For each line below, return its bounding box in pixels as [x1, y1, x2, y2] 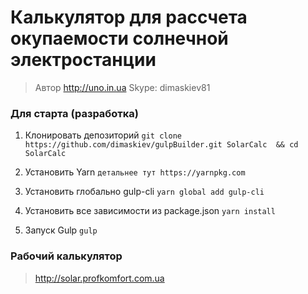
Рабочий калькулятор [10, 249, 123, 263]
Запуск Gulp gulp [24, 224, 98, 236]
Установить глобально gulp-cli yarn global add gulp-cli [24, 186, 265, 198]
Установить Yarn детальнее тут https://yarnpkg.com [24, 166, 246, 178]
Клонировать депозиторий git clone [24, 129, 182, 141]
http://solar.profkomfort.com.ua [34, 272, 165, 284]
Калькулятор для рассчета [10, 6, 248, 29]
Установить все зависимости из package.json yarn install [24, 205, 276, 217]
